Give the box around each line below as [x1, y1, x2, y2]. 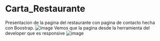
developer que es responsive [5, 30, 65, 36]
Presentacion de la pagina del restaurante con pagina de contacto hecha [5, 19, 155, 25]
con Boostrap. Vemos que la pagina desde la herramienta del [5, 24, 150, 30]
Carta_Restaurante [5, 3, 85, 14]
